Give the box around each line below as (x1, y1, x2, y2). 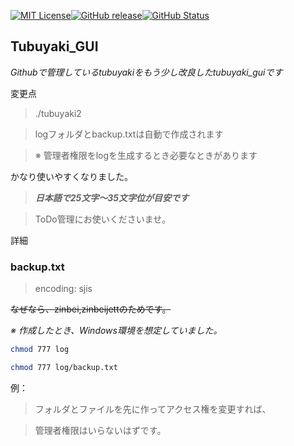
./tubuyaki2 (34, 107, 82, 119)
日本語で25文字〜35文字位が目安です (34, 191, 190, 204)
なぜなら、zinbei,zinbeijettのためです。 (10, 303, 172, 315)
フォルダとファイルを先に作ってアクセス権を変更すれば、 (34, 403, 272, 415)
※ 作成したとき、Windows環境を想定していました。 (10, 325, 223, 337)
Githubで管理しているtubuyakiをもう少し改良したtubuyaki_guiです (10, 66, 283, 78)
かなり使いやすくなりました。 (10, 170, 133, 182)
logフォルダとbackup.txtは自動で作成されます (34, 128, 224, 140)
